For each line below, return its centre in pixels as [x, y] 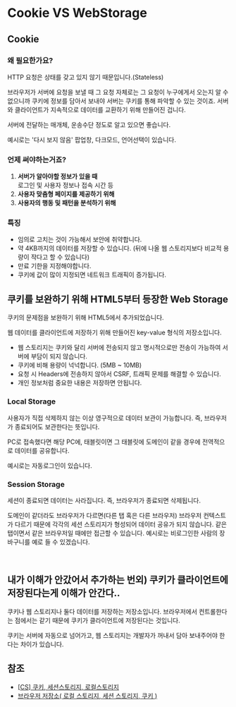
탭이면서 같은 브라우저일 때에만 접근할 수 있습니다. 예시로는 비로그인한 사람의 [113, 533]
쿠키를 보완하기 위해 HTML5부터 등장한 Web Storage [118, 299]
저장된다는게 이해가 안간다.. [64, 593]
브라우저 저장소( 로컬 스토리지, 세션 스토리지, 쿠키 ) [87, 696]
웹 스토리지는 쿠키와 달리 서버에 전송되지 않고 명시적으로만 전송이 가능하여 [119, 348]
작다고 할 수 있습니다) [60, 257]
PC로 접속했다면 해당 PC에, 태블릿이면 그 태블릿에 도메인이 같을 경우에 [104, 442]
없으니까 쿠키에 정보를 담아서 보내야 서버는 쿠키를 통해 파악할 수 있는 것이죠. [112, 101]
